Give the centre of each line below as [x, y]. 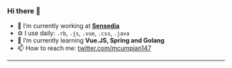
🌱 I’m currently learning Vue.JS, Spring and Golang [90, 41]
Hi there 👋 [24, 11]
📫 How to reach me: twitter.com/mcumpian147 [84, 48]
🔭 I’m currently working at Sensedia [68, 26]
